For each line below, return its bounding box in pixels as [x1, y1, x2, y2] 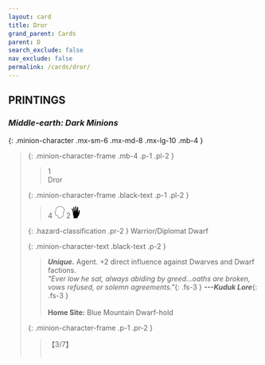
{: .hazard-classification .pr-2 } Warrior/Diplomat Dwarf [27, 226, 208, 235]
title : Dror [8, 21, 48, 29]
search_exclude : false [8, 46, 84, 55]
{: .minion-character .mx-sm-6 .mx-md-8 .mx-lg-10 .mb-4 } [8, 135, 204, 145]
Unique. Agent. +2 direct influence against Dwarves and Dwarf [47, 257, 255, 266]
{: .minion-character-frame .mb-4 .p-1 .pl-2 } [27, 151, 175, 161]
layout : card [8, 13, 52, 21]
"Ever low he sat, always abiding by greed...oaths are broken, [47, 274, 251, 283]
